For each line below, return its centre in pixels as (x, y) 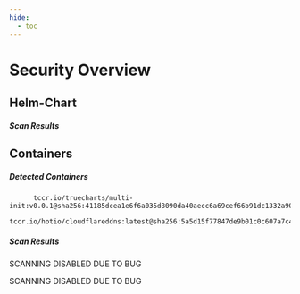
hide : (19, 17)
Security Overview (80, 70)
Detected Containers (49, 176)
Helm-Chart (43, 103)
